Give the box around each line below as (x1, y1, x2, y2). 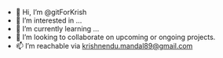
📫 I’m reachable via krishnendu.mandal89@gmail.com (15, 42, 193, 50)
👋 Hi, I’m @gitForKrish (15, 8, 87, 16)
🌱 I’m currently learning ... (15, 24, 100, 33)
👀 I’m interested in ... (15, 16, 82, 25)
